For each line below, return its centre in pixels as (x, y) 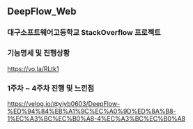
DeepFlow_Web (42, 12)
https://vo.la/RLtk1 (33, 68)
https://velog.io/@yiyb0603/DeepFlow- (64, 103)
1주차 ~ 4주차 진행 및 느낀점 (51, 88)
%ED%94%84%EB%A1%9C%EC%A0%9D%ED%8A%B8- (92, 111)
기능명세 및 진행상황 (39, 53)
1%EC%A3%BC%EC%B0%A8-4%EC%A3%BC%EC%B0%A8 (96, 119)
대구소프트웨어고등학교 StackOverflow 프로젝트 (84, 33)
